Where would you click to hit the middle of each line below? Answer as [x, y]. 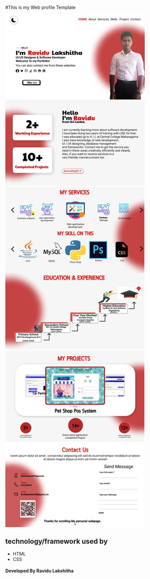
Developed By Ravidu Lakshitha [40, 571]
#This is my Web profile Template [41, 7]
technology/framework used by [57, 541]
